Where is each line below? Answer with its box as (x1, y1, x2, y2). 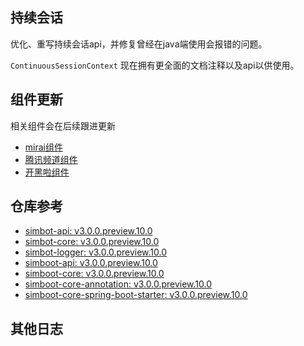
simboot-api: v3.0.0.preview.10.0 (24, 257, 158, 269)
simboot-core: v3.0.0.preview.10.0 (24, 268, 165, 280)
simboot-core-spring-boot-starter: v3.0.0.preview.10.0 (24, 289, 248, 301)
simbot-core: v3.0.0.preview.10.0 (24, 236, 160, 248)
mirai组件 (24, 141, 63, 153)
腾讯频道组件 (24, 153, 78, 165)
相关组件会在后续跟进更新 (10, 119, 116, 132)
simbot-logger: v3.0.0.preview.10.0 (24, 246, 168, 258)
